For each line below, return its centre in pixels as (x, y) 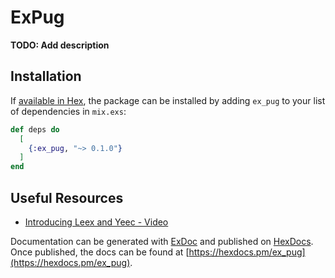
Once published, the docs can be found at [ (100, 252)
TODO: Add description (60, 45)
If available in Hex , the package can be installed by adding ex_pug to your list (168, 100)
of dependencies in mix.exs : (68, 111)
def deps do (35, 129)
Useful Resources (67, 197)
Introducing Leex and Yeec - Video (96, 222)
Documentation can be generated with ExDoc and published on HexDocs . (162, 241)
